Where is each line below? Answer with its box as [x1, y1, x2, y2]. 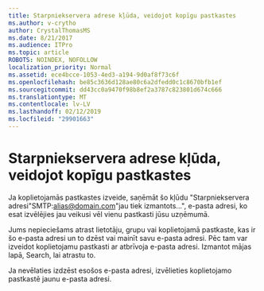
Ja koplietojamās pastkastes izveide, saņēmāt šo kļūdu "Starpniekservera [8, 192, 250, 202]
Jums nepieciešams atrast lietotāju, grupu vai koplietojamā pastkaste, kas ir [8, 224, 256, 235]
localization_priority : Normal [8, 64, 112, 72]
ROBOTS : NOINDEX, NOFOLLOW [8, 56, 98, 64]
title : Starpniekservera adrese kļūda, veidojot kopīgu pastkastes [8, 11, 237, 20]
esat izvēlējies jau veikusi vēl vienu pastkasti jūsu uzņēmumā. [8, 209, 210, 219]
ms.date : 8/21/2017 [8, 33, 73, 42]
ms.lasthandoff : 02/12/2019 [8, 108, 102, 116]
